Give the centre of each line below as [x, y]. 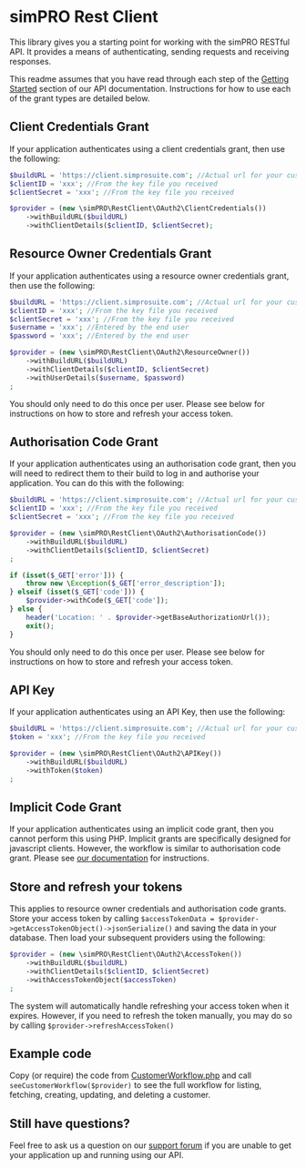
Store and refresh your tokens [96, 886]
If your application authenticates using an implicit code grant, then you [142, 829]
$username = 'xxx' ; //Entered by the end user [99, 328]
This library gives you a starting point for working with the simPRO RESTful [149, 42]
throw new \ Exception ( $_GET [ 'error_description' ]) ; [126, 584]
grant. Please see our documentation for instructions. [109, 859]
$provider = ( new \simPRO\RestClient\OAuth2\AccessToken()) [126, 955]
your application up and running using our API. [97, 1155]
